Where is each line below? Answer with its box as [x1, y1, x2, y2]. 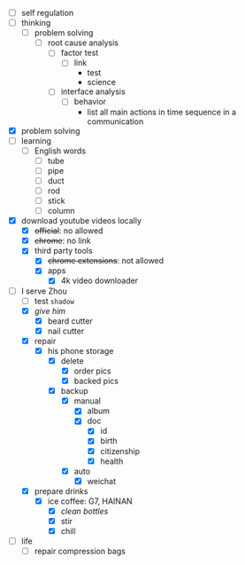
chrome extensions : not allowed [47, 255, 165, 266]
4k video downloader [60, 275, 139, 286]
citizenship [100, 445, 141, 456]
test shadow [34, 295, 75, 306]
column [47, 206, 75, 216]
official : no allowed [34, 225, 103, 236]
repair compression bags [34, 545, 126, 557]
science [87, 77, 117, 88]
